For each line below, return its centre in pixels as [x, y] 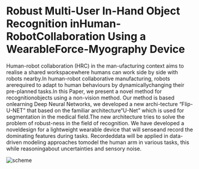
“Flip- [186, 104]
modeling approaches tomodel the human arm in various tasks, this [106, 142]
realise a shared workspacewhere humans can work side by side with [92, 72]
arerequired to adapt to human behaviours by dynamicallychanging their [95, 84]
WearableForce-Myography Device [96, 49]
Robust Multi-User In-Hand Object [93, 11]
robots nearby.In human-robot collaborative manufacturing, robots [88, 79]
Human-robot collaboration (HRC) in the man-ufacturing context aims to [95, 66]
